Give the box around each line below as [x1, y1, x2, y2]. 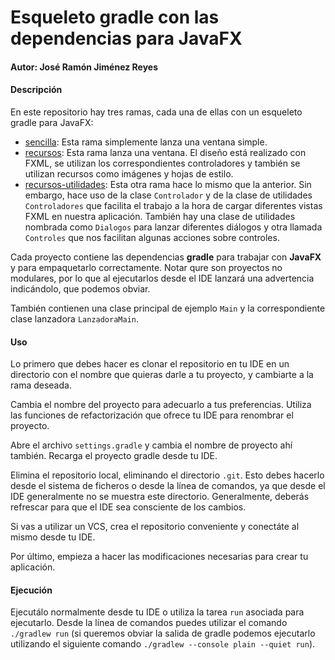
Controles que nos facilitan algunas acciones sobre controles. [24, 231, 280, 243]
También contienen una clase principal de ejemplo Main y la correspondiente [10, 302, 326, 314]
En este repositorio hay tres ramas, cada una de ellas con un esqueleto [10, 106, 303, 118]
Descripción [10, 84, 63, 96]
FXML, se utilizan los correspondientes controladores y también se [24, 157, 301, 169]
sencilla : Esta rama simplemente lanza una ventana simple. [24, 136, 268, 148]
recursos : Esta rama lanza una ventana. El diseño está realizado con [24, 146, 307, 158]
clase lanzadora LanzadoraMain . [10, 312, 140, 325]
